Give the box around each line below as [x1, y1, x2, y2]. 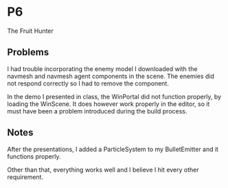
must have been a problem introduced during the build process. [7, 107, 187, 115]
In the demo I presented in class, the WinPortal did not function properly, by [7, 92, 222, 100]
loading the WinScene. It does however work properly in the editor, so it [7, 100, 210, 108]
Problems [7, 46, 49, 58]
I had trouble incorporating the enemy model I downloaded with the [7, 64, 198, 72]
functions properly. [7, 152, 61, 161]
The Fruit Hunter [7, 27, 54, 35]
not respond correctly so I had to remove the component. [7, 79, 170, 88]
